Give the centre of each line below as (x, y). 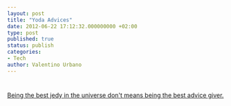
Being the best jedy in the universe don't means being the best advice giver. (115, 95)
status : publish (30, 45)
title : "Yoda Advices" (40, 20)
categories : (24, 52)
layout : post (26, 13)
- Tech (17, 59)
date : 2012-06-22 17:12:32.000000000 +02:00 (72, 26)
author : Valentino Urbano (44, 65)
